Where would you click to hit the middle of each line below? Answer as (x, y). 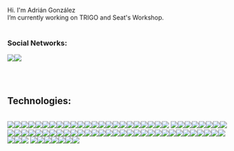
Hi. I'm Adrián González (41, 10)
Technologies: (39, 101)
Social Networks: (37, 43)
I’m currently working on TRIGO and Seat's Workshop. (86, 17)
